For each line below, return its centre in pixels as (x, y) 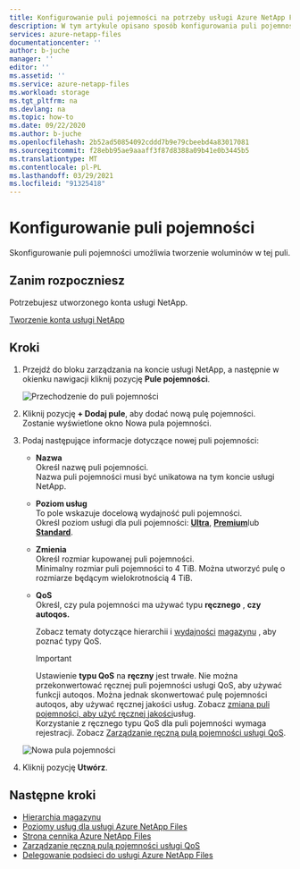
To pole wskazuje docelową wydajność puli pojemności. (139, 513)
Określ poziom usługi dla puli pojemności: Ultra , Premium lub (147, 522)
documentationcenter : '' (55, 42)
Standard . (54, 532)
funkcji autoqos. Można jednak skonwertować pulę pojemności (151, 695)
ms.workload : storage (50, 92)
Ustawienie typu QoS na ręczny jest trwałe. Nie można (137, 675)
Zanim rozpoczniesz (67, 281)
